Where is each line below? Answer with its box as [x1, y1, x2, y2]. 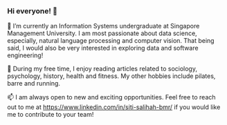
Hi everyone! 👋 [7, 6, 57, 16]
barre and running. [7, 79, 61, 88]
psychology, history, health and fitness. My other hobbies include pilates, [7, 72, 216, 80]
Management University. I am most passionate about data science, [7, 29, 197, 37]
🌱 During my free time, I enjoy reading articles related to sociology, [7, 65, 197, 73]
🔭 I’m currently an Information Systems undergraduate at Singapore [7, 22, 200, 30]
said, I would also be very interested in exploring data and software [7, 44, 199, 52]
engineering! [7, 51, 44, 59]
